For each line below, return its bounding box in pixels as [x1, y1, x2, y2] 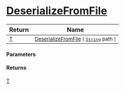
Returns [6, 64, 27, 72]
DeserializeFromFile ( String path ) [35, 36, 117, 42]
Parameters [6, 50, 36, 57]
